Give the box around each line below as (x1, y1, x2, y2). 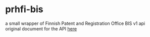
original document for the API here (5, 25, 77, 31)
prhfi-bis (5, 4, 43, 15)
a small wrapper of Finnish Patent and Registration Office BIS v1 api (5, 20, 145, 26)
